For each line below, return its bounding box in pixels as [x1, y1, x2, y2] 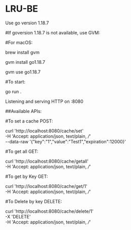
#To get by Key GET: [5, 173, 48, 179]
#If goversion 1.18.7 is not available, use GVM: [5, 29, 100, 35]
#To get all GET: [5, 148, 39, 155]
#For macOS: [5, 39, 33, 46]
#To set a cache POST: [5, 118, 53, 124]
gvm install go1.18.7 [5, 59, 46, 65]
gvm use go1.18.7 [5, 69, 41, 75]
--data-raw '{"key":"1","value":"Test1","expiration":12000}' [5, 138, 126, 144]
